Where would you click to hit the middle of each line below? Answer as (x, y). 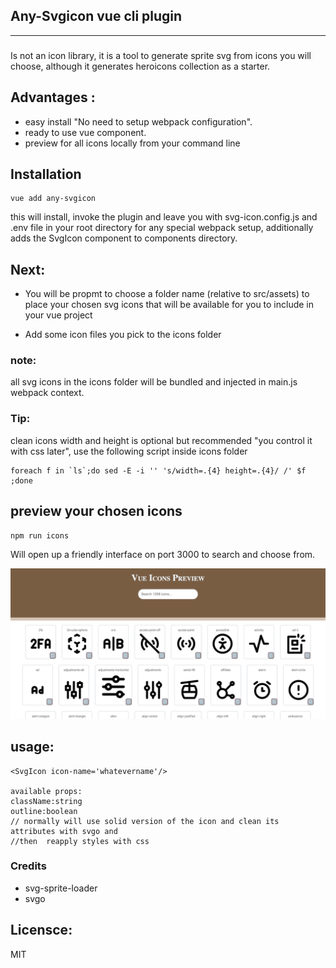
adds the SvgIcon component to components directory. (124, 238)
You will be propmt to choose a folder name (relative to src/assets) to (167, 294)
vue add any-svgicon (53, 199)
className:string (46, 801)
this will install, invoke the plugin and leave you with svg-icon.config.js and (164, 217)
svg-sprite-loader (61, 888)
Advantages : (53, 97)
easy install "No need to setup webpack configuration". (138, 121)
